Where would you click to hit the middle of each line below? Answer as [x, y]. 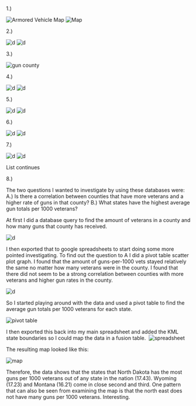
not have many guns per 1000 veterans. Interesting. [68, 397]
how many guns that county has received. [56, 226]
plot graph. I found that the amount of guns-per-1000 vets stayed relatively [96, 261]
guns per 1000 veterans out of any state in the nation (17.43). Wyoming [91, 378]
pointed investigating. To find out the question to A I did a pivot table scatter [97, 255]
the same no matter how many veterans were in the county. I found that [92, 268]
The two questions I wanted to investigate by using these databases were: [96, 190]
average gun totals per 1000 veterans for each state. [69, 309]
